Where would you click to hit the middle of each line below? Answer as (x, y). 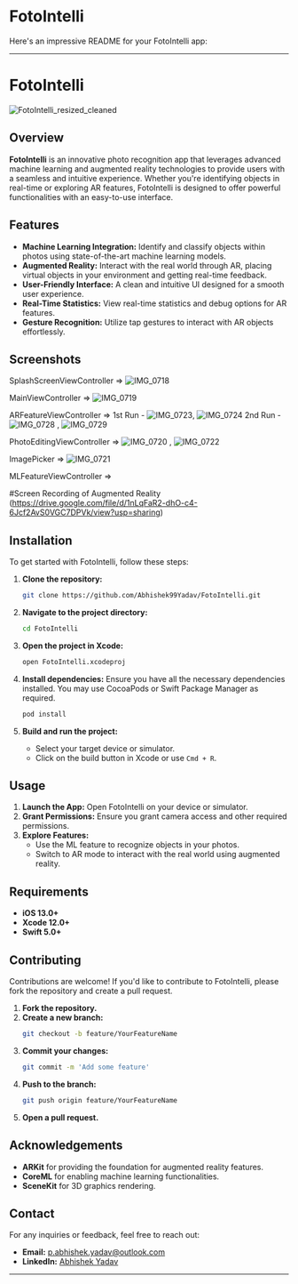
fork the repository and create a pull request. (91, 991)
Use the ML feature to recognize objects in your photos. (137, 845)
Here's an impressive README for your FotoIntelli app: (109, 41)
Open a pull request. (60, 1117)
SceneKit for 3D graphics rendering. (89, 1185)
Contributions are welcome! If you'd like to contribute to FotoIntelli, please (144, 982)
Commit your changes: (65, 1050)
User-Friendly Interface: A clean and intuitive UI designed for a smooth (153, 284)
